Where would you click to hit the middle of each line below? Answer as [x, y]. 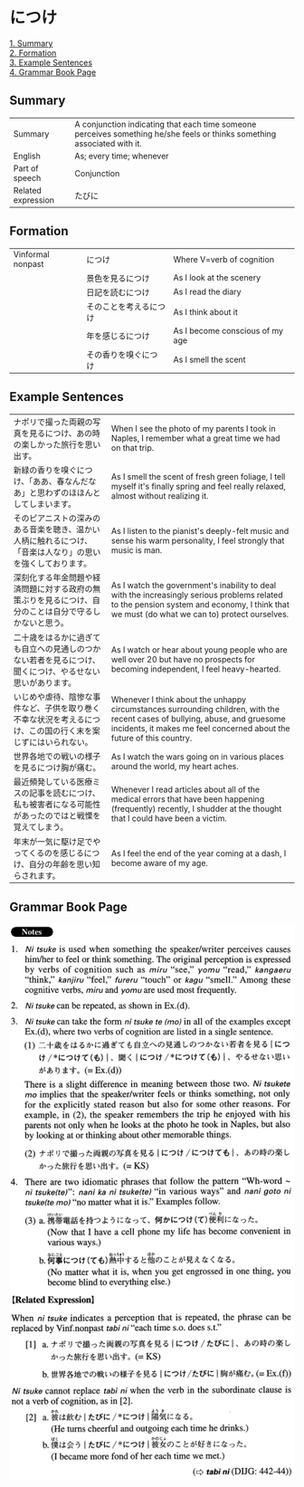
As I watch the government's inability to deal [194, 586]
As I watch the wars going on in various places [198, 757]
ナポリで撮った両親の [53, 422]
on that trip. [133, 448]
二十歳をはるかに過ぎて [57, 637]
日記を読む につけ [119, 292]
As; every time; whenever [122, 156]
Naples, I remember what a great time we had [196, 438]
